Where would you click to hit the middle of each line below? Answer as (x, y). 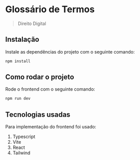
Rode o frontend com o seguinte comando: (50, 89)
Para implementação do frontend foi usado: (51, 127)
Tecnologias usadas (38, 114)
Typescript (24, 137)
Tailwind (21, 153)
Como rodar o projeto (40, 77)
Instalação (22, 39)
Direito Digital (32, 23)
